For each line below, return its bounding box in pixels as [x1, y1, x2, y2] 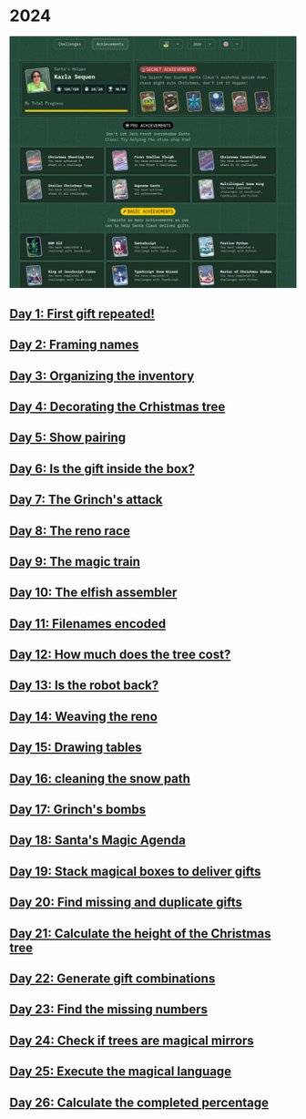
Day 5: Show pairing [9, 430, 126, 446]
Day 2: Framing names [9, 337, 139, 353]
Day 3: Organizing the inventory [9, 368, 195, 384]
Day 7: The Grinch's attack [9, 492, 163, 508]
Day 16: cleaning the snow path [9, 771, 191, 786]
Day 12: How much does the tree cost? [9, 647, 231, 662]
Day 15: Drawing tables [9, 740, 143, 755]
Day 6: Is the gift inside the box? [9, 461, 196, 477]
